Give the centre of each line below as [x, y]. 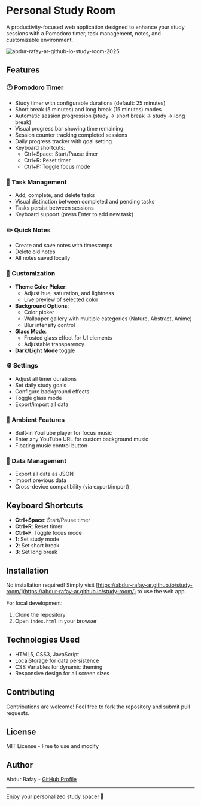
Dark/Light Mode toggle [45, 350]
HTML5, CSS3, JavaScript [47, 654]
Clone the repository [40, 615]
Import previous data [41, 480]
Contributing [31, 692]
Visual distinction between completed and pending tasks [85, 201]
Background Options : [42, 305]
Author [19, 765]
